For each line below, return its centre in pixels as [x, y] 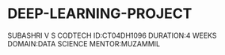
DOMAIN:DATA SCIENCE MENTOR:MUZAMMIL [84, 43]
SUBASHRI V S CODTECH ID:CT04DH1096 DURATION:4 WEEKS [112, 35]
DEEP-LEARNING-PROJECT [100, 14]
